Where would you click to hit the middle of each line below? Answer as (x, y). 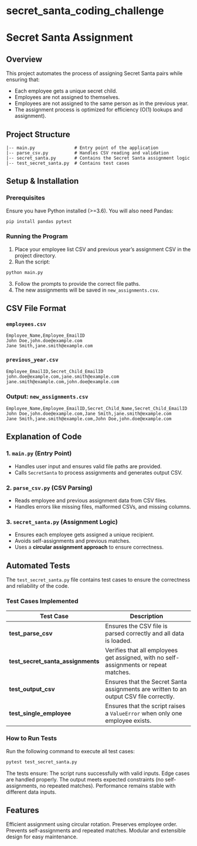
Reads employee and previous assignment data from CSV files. (91, 500)
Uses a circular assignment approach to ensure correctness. (89, 547)
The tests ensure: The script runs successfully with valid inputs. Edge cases (98, 773)
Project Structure (38, 134)
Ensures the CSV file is (137, 626)
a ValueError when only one (144, 713)
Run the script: (32, 262)
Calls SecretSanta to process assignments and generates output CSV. (98, 472)
